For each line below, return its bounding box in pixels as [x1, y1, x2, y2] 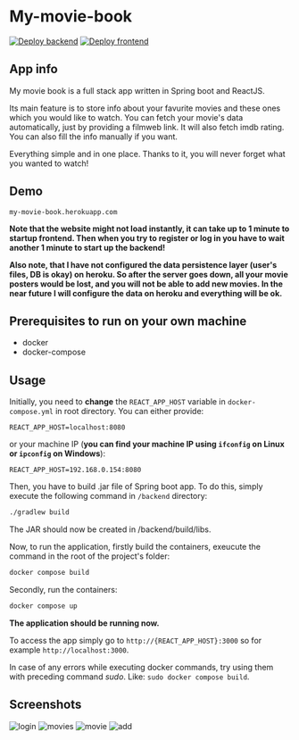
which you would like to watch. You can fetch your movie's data [9, 112, 244, 122]
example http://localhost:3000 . [9, 644, 129, 655]
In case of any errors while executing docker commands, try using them [9, 661, 274, 672]
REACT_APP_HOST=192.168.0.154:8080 [9, 466, 142, 475]
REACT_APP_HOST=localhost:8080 [9, 423, 126, 432]
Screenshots [9, 697, 82, 712]
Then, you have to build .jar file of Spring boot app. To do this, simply [9, 481, 263, 492]
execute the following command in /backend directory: [9, 491, 208, 502]
